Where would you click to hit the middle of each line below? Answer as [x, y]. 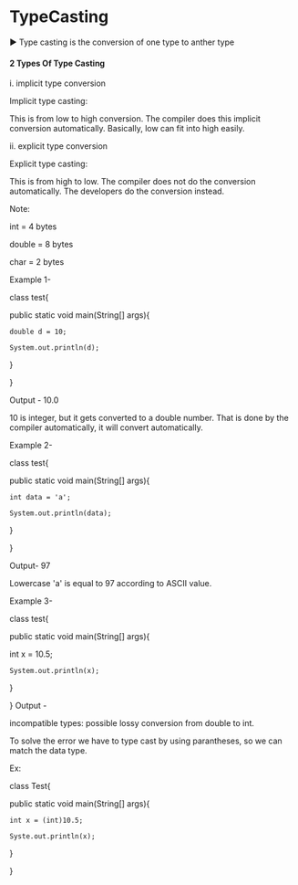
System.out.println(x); [55, 671]
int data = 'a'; [40, 498]
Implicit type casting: [49, 101]
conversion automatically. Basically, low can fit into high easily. [127, 129]
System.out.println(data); [61, 513]
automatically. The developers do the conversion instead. [117, 191]
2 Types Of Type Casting [57, 63]
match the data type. [49, 751]
